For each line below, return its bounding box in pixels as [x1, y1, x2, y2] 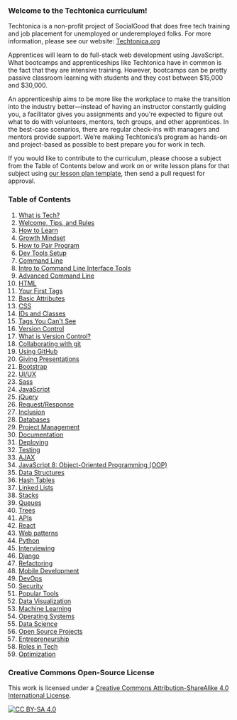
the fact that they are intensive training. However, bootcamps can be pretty [8, 66, 228, 75]
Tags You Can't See [18, 316, 77, 325]
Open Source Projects [18, 627, 83, 635]
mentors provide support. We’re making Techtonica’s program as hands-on [8, 132, 228, 141]
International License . [8, 691, 72, 699]
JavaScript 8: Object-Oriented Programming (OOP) [18, 460, 167, 469]
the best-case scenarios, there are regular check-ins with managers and [8, 125, 220, 134]
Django [18, 551, 40, 560]
